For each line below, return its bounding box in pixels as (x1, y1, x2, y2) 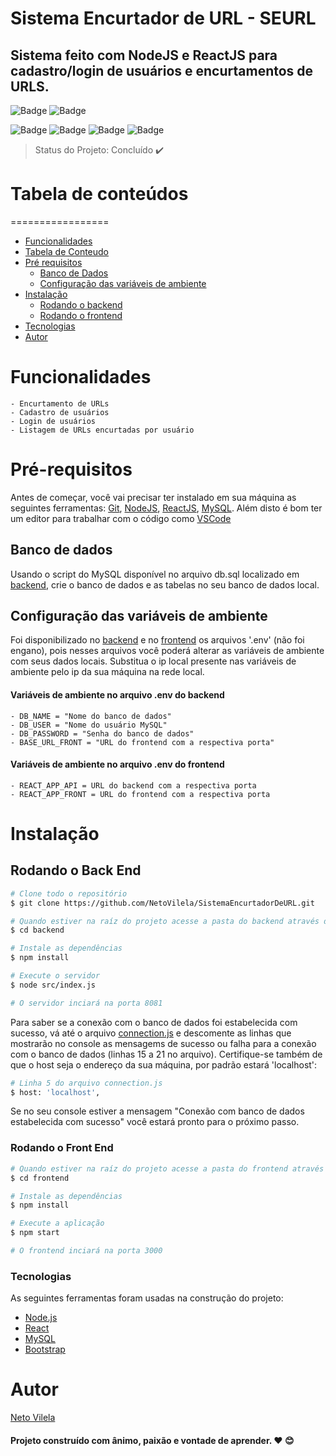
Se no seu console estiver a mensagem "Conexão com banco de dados (10, 1105, 305, 1117)
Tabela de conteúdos (10, 183, 189, 206)
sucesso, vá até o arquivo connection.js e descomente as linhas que (10, 1027, 292, 1039)
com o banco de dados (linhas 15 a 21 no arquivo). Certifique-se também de (10, 1048, 323, 1060)
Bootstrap (24, 1343, 66, 1356)
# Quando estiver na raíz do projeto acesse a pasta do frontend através (10, 1163, 325, 1174)
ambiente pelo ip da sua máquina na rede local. (10, 666, 205, 678)
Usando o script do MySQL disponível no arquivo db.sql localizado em (10, 568, 300, 580)
